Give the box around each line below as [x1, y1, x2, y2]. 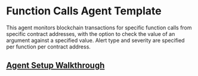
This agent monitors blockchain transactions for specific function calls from [6, 24, 192, 31]
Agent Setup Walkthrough [6, 60, 105, 71]
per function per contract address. [6, 43, 91, 50]
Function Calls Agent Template [6, 4, 162, 18]
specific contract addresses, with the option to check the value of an [6, 30, 175, 37]
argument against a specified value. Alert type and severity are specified [6, 37, 185, 44]
